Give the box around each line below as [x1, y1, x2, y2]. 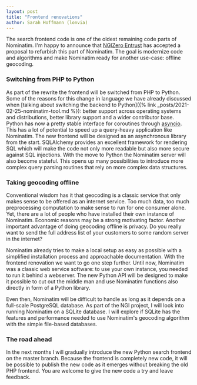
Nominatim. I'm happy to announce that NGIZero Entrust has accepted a [6, 42, 181, 49]
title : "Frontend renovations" [6, 14, 83, 20]
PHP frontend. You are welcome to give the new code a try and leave [6, 367, 173, 374]
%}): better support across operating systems [70, 107, 182, 115]
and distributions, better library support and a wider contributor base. [6, 113, 175, 120]
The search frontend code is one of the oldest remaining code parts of [6, 36, 177, 43]
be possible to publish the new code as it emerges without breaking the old [6, 361, 188, 368]
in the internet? [6, 235, 43, 242]
